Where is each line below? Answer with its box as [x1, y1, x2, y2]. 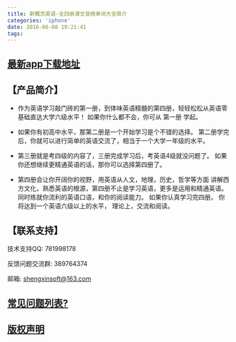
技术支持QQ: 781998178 [7, 245, 76, 253]
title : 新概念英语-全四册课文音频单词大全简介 [7, 10, 128, 18]
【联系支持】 [7, 224, 63, 236]
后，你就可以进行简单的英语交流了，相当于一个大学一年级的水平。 [17, 137, 209, 145]
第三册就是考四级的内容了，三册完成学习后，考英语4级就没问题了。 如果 [17, 152, 228, 160]
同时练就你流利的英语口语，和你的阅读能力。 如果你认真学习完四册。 [17, 193, 217, 202]
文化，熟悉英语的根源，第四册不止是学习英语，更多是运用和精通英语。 [23, 184, 228, 193]
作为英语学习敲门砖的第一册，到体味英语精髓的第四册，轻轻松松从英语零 [17, 104, 228, 113]
